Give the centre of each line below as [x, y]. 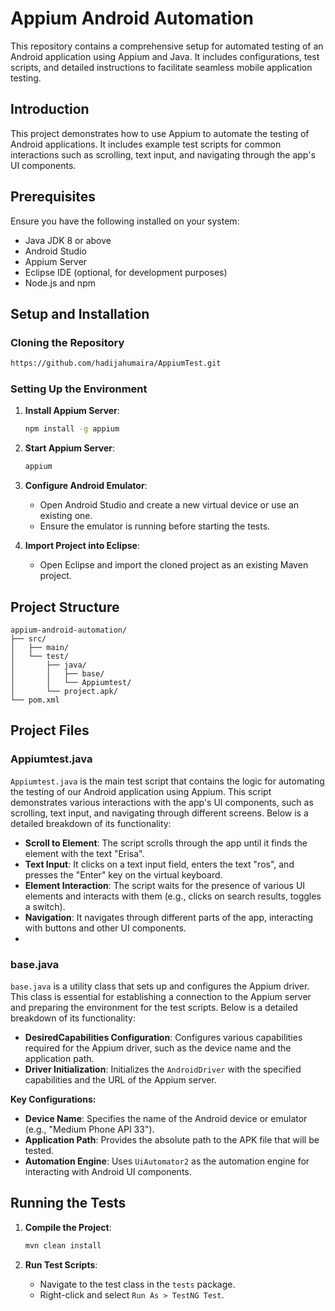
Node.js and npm [60, 283]
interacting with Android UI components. [108, 1171]
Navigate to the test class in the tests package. [137, 1284]
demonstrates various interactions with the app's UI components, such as [162, 802]
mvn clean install [63, 1245]
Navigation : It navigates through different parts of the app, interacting [169, 917]
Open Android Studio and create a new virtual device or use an [169, 505]
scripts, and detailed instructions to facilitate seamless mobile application [161, 67]
